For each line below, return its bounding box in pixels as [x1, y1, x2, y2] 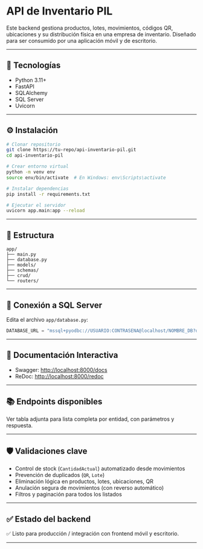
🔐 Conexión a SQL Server [6, 300, 103, 310]
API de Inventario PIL [6, 4, 113, 18]
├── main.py [6, 252, 36, 258]
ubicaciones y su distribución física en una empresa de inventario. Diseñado [6, 30, 196, 37]
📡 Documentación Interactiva [6, 350, 118, 360]
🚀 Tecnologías [6, 60, 61, 71]
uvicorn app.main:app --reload [6, 207, 85, 214]
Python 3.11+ [14, 76, 47, 83]
